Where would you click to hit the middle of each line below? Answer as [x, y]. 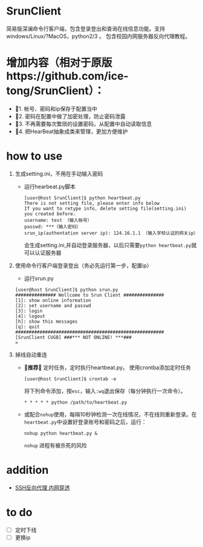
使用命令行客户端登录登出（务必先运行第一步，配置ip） [83, 265]
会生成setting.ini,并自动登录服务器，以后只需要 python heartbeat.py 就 [110, 245]
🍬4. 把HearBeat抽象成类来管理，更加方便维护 [71, 131]
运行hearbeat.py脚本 [50, 186]
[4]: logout [30, 316]
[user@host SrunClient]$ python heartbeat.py [82, 198]
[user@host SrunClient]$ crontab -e [70, 379]
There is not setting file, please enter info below [92, 203]
